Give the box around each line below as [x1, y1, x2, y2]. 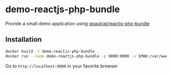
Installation [5, 35, 42, 44]
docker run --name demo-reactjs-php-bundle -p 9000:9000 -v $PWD [5, 54, 147, 59]
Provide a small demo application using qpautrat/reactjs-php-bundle [5, 20, 150, 27]
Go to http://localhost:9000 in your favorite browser [5, 63, 118, 69]
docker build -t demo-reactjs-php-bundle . [5, 48, 100, 54]
